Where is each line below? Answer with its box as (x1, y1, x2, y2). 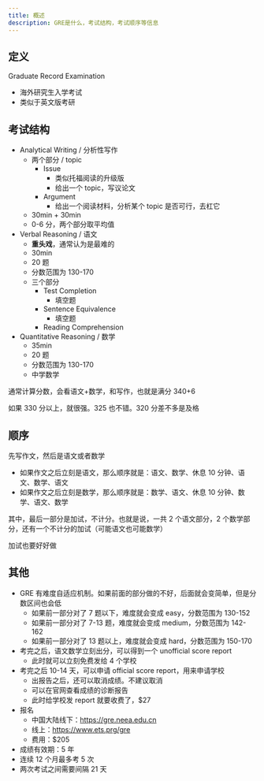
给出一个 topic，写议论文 (54, 183, 136, 193)
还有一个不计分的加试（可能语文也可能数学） (21, 523, 167, 533)
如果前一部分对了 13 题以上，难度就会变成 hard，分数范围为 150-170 (31, 636, 252, 645)
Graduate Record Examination (8, 72, 106, 81)
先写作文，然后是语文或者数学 (8, 451, 105, 460)
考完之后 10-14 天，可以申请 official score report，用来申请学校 (19, 665, 225, 675)
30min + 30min (31, 210, 81, 220)
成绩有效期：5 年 (19, 744, 75, 753)
